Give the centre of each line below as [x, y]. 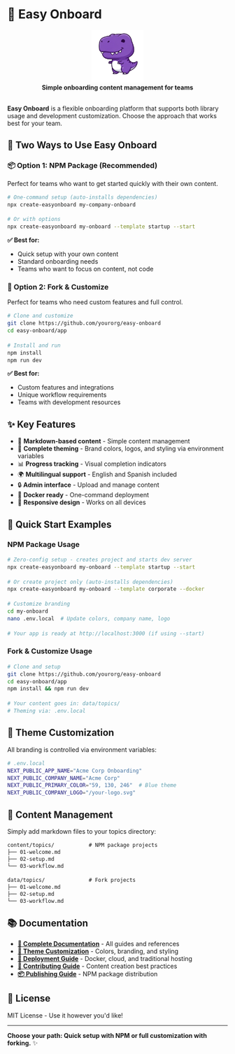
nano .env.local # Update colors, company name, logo [89, 618]
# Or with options [34, 220]
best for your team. [35, 123]
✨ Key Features [41, 424]
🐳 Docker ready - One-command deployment [83, 495]
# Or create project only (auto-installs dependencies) [90, 582]
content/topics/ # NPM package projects [83, 845]
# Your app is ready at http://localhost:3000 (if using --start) [106, 633]
